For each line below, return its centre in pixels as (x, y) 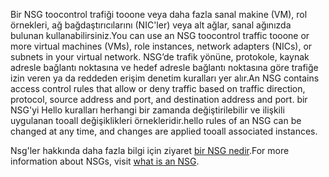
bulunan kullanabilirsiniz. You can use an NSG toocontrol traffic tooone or (160, 35)
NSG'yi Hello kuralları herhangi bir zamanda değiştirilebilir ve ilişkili (147, 110)
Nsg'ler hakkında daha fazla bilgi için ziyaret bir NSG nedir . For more (150, 150)
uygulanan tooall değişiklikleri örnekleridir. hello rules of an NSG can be (156, 120)
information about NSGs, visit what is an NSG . (105, 161)
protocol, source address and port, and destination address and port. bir (159, 99)
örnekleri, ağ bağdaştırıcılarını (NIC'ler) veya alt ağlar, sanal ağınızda (151, 25)
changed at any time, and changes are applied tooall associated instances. (164, 131)
